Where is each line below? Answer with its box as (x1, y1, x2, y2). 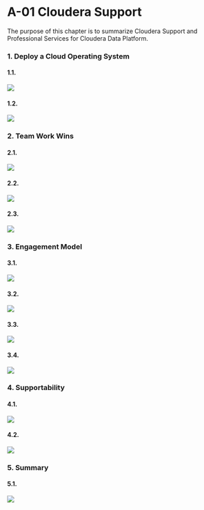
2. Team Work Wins (7, 132, 74, 141)
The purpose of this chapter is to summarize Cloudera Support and (7, 27, 198, 35)
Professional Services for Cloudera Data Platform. (7, 34, 148, 42)
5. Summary (7, 462, 49, 472)
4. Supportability (7, 383, 65, 393)
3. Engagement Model (7, 242, 83, 252)
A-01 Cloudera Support (7, 4, 143, 20)
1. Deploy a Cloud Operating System (7, 51, 130, 61)
